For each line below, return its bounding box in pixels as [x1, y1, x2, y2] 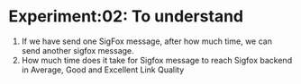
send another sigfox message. [21, 45, 134, 55]
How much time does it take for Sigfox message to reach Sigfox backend [21, 55, 293, 65]
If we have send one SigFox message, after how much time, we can [21, 36, 272, 46]
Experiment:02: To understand [8, 6, 244, 27]
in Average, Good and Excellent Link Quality [21, 64, 185, 75]
